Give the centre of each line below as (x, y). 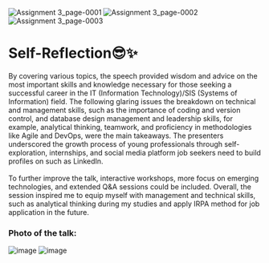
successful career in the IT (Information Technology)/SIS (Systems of (123, 93)
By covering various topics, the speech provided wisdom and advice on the (133, 75)
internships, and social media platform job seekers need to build (155, 152)
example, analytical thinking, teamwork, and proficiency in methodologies (130, 127)
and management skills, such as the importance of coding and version (124, 110)
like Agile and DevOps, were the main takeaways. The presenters (116, 136)
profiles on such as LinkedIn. (56, 161)
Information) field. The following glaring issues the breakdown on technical (132, 101)
